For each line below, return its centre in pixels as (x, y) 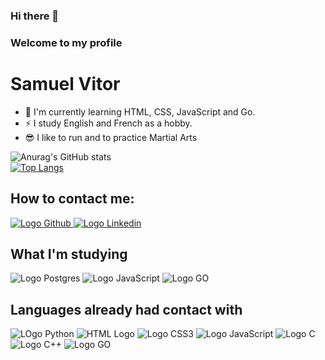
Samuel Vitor (65, 84)
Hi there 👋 (35, 16)
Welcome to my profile (66, 42)
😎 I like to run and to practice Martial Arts (111, 137)
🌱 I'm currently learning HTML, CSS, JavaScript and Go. (140, 111)
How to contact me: (72, 199)
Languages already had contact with (126, 309)
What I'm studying (69, 254)
